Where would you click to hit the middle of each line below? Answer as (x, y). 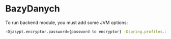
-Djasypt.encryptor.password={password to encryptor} (64, 31)
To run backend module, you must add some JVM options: (67, 22)
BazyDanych (33, 9)
